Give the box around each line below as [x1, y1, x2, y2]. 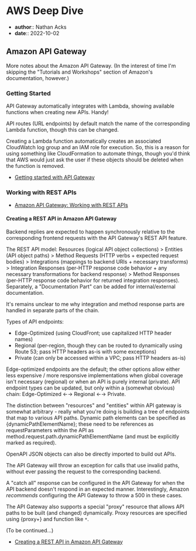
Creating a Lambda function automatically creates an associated [6, 137, 161, 144]
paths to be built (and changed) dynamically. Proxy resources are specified [6, 509, 187, 516]
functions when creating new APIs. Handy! [6, 109, 109, 116]
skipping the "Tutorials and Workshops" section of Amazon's [6, 68, 153, 75]
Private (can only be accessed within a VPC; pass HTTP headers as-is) [14, 354, 186, 361]
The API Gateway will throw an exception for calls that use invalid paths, [6, 462, 180, 469]
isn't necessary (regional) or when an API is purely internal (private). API [6, 378, 180, 385]
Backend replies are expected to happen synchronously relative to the [6, 228, 175, 235]
